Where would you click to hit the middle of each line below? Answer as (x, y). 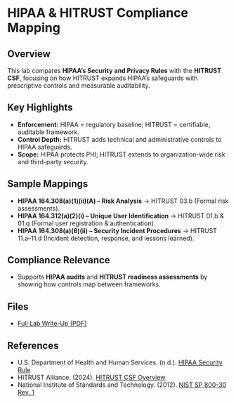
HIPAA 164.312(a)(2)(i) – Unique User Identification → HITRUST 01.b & (121, 216)
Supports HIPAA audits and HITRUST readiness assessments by (112, 277)
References (33, 345)
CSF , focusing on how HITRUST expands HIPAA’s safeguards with (103, 78)
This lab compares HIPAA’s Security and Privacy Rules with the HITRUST (114, 71)
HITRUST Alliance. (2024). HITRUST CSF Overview (91, 378)
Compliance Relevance (59, 260)
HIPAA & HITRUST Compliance (98, 13)
